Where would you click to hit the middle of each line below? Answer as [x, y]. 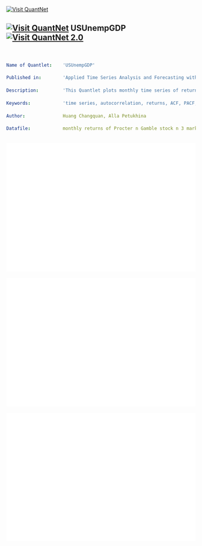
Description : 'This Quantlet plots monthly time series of [93, 90]
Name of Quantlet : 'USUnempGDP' [51, 65]
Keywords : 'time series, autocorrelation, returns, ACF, [94, 103]
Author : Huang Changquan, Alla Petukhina [76, 116]
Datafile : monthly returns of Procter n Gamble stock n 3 [95, 129]
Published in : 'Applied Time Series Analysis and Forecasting [95, 78]
